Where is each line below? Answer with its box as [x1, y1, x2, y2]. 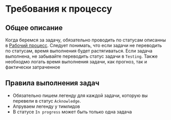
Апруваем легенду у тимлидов [12, 103, 80, 109]
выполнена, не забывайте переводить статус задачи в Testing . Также [5, 53, 158, 59]
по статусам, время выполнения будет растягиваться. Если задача [5, 48, 153, 54]
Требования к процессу [5, 3, 112, 15]
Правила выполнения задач [5, 79, 100, 87]
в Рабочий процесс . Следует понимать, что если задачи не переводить [5, 42, 162, 49]
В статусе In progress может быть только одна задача [12, 108, 132, 115]
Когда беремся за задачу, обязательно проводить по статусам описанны [5, 37, 166, 43]
